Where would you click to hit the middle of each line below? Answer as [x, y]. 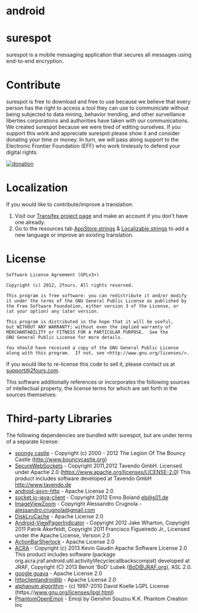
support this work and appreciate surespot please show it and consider [93, 133]
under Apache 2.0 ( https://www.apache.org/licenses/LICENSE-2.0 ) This [103, 472]
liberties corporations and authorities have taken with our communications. [98, 121]
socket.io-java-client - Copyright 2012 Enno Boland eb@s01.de [92, 497]
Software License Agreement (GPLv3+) [53, 275]
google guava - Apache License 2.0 [58, 573]
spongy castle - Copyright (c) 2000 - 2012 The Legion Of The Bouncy [100, 453]
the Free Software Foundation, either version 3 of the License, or [92, 306]
